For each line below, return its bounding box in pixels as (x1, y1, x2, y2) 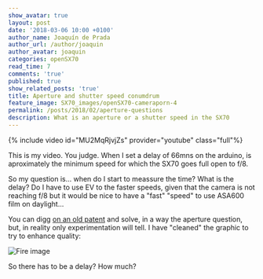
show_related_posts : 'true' (8, 84, 100, 93)
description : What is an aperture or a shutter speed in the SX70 (8, 114, 230, 122)
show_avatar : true (8, 11, 68, 20)
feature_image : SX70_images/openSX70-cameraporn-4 (8, 99, 177, 107)
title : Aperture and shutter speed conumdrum (8, 92, 159, 100)
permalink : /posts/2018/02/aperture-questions (8, 107, 163, 115)
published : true (8, 77, 61, 85)
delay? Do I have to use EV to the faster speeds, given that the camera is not (8, 182, 255, 192)
